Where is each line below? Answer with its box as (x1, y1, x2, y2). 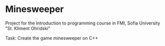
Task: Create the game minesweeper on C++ (5, 35, 98, 41)
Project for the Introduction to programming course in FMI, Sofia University (5, 20, 160, 26)
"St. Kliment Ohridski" (5, 25, 50, 31)
